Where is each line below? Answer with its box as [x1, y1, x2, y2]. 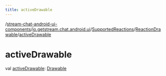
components [5, 26, 31, 32]
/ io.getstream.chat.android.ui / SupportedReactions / [30, 26, 136, 32]
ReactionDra [135, 26, 161, 32]
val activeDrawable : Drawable [5, 65, 66, 71]
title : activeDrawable [5, 7, 52, 12]
